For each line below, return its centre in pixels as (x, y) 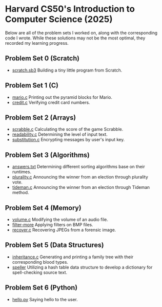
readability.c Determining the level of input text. (60, 134)
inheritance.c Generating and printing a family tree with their (73, 257)
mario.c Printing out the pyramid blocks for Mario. (62, 97)
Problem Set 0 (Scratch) (42, 59)
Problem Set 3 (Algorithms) (47, 155)
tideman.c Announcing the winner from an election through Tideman (81, 187)
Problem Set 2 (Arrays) (40, 117)
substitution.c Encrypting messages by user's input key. (68, 140)
